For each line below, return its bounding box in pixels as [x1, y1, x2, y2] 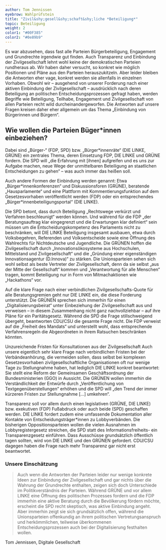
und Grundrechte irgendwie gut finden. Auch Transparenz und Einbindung [5, 54, 157, 60]
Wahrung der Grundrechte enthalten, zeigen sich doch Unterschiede [17, 482, 157, 488]
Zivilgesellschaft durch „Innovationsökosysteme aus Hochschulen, [5, 245, 140, 251]
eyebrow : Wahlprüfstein [5, 12, 54, 17]
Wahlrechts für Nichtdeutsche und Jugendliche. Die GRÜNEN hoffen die [5, 240, 152, 246]
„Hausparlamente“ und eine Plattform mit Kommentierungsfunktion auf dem [5, 188, 159, 194]
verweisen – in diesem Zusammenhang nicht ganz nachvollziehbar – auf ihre [5, 307, 161, 313]
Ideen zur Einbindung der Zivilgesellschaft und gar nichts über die [17, 477, 152, 483]
